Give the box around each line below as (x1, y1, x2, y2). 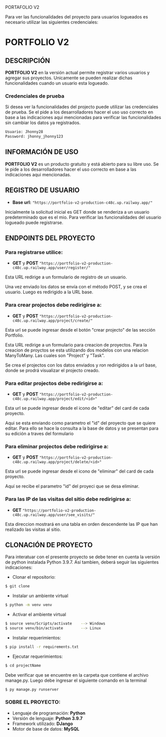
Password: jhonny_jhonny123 (5, 134, 64, 139)
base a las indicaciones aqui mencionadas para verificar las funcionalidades (5, 115, 162, 121)
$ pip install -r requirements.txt (5, 644, 79, 649)
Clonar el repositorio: (12, 574, 56, 580)
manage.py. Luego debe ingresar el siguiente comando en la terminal (5, 677, 147, 683)
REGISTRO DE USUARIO (5, 186, 80, 195)
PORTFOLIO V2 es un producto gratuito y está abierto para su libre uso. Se (5, 161, 159, 167)
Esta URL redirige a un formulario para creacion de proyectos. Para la (5, 342, 148, 348)
